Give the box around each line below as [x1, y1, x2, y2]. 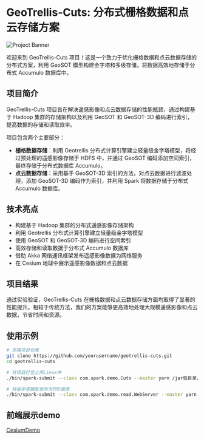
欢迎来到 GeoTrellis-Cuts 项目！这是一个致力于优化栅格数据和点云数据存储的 [6, 53, 197, 61]
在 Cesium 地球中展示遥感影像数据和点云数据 [15, 259, 128, 267]
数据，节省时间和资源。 [6, 311, 65, 319]
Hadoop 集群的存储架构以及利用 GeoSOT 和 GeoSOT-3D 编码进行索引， [13, 113, 193, 120]
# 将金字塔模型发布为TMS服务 [6, 386, 70, 392]
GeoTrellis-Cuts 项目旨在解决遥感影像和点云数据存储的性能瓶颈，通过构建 [6, 106, 190, 113]
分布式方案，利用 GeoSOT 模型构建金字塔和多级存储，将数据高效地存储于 [6, 61, 190, 69]
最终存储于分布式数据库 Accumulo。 [15, 162, 106, 169]
